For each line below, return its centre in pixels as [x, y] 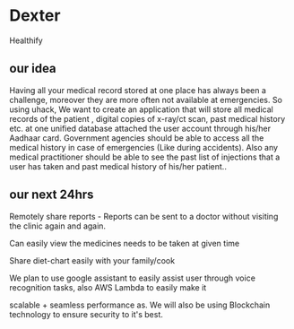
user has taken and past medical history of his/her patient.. [118, 166]
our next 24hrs [52, 195]
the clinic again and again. [57, 226]
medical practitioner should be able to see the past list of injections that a [145, 157]
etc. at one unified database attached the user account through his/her [140, 128]
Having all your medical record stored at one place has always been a [138, 90]
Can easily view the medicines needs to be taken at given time [125, 243]
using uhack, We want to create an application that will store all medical [141, 109]
